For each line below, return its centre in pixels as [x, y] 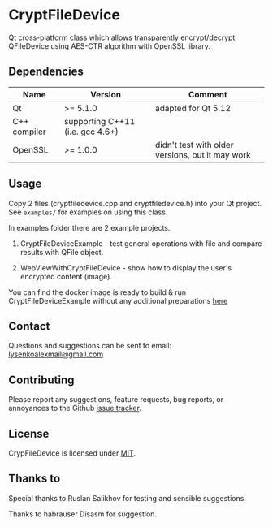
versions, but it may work [203, 154]
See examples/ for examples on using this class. [88, 212]
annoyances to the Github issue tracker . [75, 408]
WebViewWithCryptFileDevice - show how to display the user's [126, 268]
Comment [208, 94]
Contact [29, 326]
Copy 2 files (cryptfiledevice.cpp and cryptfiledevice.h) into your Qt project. [135, 203]
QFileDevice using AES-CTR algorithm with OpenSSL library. [110, 45]
